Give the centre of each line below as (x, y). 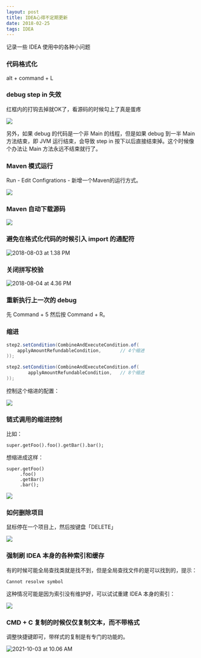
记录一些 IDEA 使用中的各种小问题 (48, 47)
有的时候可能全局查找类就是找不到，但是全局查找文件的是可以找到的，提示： (102, 570)
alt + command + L (30, 78)
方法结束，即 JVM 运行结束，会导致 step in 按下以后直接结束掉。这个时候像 (100, 141)
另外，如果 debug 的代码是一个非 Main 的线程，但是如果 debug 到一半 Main (101, 133)
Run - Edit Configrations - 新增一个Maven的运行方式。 (74, 181)
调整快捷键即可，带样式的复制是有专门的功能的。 (67, 637)
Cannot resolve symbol (35, 581)
